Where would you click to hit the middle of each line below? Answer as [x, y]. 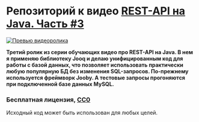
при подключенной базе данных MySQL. [60, 84]
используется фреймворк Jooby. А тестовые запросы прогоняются [96, 78]
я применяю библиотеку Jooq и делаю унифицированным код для [95, 58]
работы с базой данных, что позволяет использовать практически [95, 65]
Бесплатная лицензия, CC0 [48, 99]
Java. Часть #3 [45, 24]
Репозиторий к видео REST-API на [96, 11]
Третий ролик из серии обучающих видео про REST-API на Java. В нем [100, 52]
